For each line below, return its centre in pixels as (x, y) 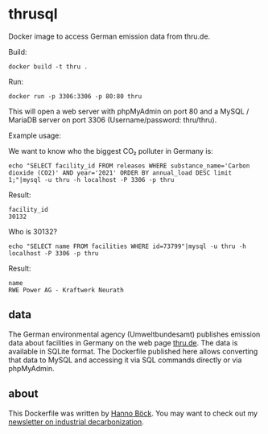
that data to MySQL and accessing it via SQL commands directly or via (125, 360)
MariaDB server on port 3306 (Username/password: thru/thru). (113, 120)
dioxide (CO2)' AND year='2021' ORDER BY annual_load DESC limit (120, 173)
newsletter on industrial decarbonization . (76, 422)
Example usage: (35, 135)
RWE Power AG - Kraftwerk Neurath (66, 290)
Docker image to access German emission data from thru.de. (109, 36)
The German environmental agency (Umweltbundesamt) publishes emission (134, 334)
